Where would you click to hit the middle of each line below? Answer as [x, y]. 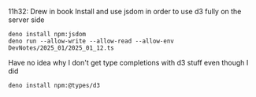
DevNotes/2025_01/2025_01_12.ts [61, 48]
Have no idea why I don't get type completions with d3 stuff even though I [128, 63]
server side [26, 20]
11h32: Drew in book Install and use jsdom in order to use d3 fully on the [125, 11]
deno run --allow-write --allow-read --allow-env [91, 41]
